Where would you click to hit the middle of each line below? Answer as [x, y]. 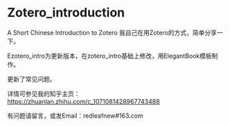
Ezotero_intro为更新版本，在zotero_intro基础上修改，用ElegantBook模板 [110, 56]
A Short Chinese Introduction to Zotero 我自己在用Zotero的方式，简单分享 [112, 32]
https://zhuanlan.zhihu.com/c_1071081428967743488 [84, 101]
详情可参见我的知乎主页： [44, 94]
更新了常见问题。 [32, 79]
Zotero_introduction [66, 13]
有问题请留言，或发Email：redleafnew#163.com [75, 116]
